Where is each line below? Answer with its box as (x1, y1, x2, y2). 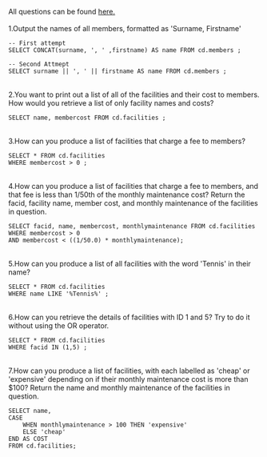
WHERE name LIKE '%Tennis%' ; (8, 290, 110, 298)
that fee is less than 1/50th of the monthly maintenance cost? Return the (8, 190, 245, 199)
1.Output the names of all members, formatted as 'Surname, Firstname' (8, 24, 241, 33)
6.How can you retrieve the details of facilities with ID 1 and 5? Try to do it (8, 312, 250, 322)
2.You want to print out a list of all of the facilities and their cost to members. (8, 90, 260, 99)
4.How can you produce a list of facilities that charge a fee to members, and (8, 182, 258, 190)
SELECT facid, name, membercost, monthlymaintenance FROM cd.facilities (8, 222, 256, 231)
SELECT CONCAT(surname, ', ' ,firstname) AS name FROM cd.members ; (8, 46, 241, 54)
